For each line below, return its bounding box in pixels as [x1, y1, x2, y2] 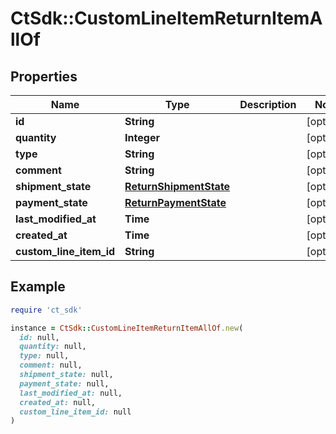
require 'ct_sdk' [10, 305, 83, 315]
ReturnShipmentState [124, 180, 231, 193]
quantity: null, [19, 342, 87, 352]
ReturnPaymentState [124, 196, 227, 209]
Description [239, 98, 297, 111]
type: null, [19, 351, 70, 361]
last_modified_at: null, [19, 388, 123, 398]
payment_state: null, [19, 378, 110, 389]
